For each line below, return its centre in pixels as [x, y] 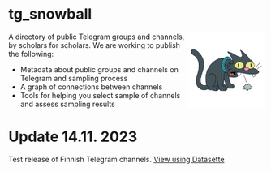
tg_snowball [50, 14]
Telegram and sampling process [74, 78]
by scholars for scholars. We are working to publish [95, 45]
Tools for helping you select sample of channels [100, 95]
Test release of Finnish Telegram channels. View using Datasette [116, 159]
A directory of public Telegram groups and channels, [97, 37]
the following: [31, 54]
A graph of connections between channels [91, 87]
